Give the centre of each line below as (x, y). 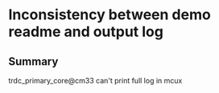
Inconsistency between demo (109, 15)
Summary (33, 61)
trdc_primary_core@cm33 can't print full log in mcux (95, 81)
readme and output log (86, 32)
